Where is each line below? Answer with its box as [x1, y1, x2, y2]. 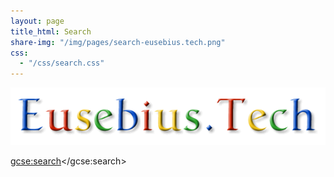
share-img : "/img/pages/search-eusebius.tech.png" [10, 37, 226, 47]
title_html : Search [10, 26, 92, 37]
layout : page [10, 16, 65, 26]
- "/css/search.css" [19, 58, 105, 69]
